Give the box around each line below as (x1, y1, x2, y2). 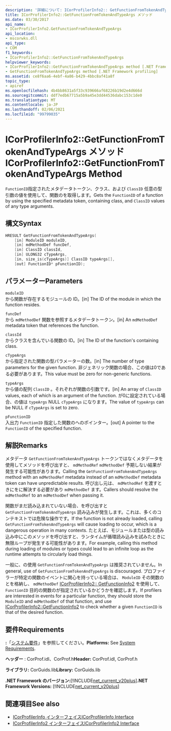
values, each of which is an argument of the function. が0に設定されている (5, 392, 161, 398)
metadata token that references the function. (5, 322, 99, 328)
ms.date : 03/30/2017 (5, 17, 49, 22)
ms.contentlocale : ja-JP (5, 102, 58, 108)
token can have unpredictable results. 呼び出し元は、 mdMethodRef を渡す (5, 480, 158, 486)
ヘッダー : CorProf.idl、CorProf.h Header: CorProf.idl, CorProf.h (5, 656, 138, 662)
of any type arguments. (5, 203, 54, 209)
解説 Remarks (5, 441, 48, 450)
